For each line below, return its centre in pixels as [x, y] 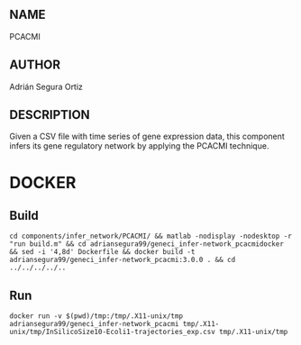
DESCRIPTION [50, 115]
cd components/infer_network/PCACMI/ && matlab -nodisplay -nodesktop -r [151, 236]
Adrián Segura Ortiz [46, 86]
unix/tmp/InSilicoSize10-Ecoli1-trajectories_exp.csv [113, 332]
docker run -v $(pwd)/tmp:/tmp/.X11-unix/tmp [96, 316]
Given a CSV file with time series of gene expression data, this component [147, 136]
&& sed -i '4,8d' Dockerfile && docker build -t [102, 252]
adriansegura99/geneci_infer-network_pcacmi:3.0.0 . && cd [123, 260]
